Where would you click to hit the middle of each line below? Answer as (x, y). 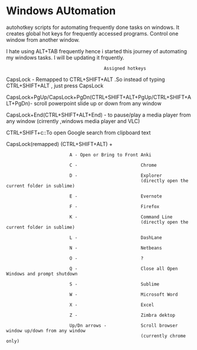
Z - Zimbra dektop (122, 315)
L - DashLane (116, 238)
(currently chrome (163, 336)
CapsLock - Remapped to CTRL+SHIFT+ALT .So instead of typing (86, 79)
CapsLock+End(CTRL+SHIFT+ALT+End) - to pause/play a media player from (98, 115)
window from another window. (43, 40)
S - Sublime (114, 284)
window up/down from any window (46, 330)
